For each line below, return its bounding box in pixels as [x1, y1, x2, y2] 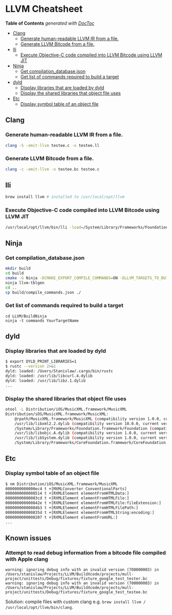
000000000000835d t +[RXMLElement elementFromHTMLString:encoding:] [5, 510, 155, 515]
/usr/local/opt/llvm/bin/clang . [5, 604, 73, 610]
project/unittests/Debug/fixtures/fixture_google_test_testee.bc [5, 590, 147, 595]
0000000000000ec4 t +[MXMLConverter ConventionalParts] [5, 486, 127, 491]
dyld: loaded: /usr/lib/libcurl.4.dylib [5, 373, 93, 379]
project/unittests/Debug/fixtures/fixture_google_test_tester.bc [5, 576, 147, 582]
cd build [5, 271, 24, 276]
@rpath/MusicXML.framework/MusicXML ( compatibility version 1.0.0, [14, 416, 161, 421]
